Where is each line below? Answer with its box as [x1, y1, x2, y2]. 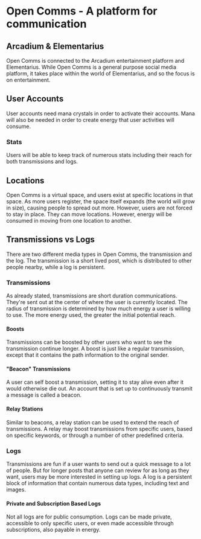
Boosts [6, 325, 25, 333]
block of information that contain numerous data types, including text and [6, 479, 189, 486]
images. [6, 486, 26, 493]
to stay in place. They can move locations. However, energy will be [6, 210, 172, 218]
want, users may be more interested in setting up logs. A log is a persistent [6, 473, 192, 480]
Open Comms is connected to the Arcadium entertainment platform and [6, 57, 185, 64]
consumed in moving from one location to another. [6, 217, 132, 224]
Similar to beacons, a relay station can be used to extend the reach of [6, 418, 179, 426]
